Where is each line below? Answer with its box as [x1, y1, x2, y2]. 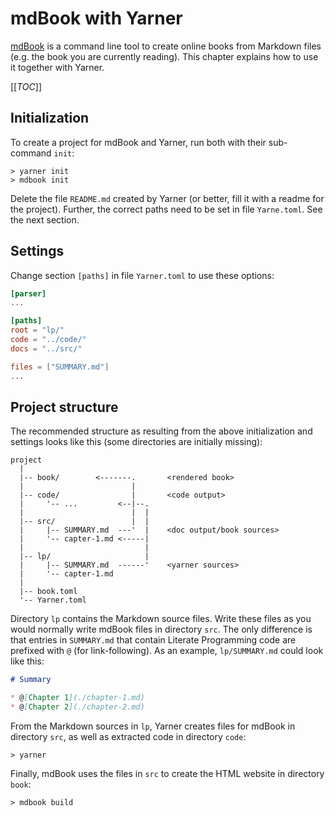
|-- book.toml [19, 587, 78, 597]
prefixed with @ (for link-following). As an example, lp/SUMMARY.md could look [10, 645, 324, 657]
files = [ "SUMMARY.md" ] [10, 362, 110, 372]
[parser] [10, 288, 47, 299]
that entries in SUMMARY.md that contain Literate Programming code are [10, 634, 297, 646]
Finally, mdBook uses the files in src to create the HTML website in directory [10, 768, 325, 779]
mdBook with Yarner [10, 7, 183, 30]
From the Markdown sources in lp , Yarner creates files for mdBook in [10, 720, 296, 732]
